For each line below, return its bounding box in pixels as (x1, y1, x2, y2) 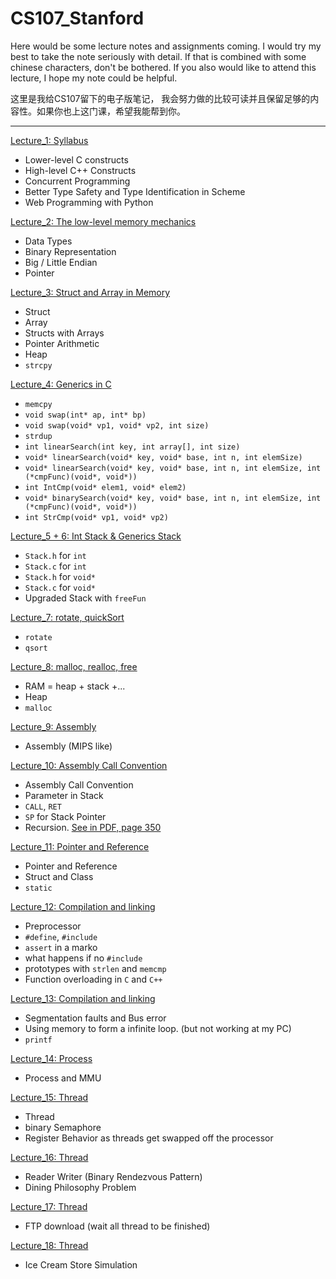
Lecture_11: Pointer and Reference (10, 840, 150, 852)
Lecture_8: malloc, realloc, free (10, 660, 138, 672)
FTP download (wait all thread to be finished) (24, 1220, 211, 1232)
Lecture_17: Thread (10, 1200, 88, 1212)
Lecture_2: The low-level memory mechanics (10, 215, 197, 227)
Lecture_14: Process (10, 1052, 93, 1064)
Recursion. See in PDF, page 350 (24, 821, 162, 833)
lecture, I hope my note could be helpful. (10, 72, 178, 84)
